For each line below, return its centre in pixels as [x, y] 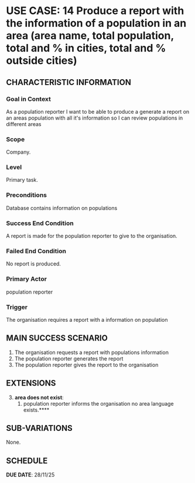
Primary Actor [26, 279]
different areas [24, 124]
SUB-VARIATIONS [39, 428]
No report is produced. [34, 264]
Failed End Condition [36, 251]
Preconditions [27, 195]
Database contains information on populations [62, 208]
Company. [18, 152]
